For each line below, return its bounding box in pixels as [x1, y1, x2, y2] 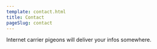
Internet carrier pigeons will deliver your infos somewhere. [6, 36, 152, 44]
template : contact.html [6, 8, 66, 15]
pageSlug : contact [6, 20, 53, 26]
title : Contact [6, 14, 45, 20]
